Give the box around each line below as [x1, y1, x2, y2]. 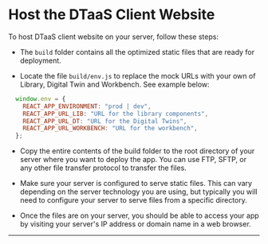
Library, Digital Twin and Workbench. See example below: [19, 79, 210, 89]
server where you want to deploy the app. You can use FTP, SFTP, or [19, 155, 247, 165]
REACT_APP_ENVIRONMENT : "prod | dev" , [22, 102, 152, 110]
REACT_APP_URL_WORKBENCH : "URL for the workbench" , [22, 125, 198, 133]
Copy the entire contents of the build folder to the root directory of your [19, 146, 255, 156]
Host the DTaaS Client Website [8, 6, 215, 24]
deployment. [19, 56, 61, 65]
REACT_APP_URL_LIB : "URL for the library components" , [22, 110, 209, 118]
